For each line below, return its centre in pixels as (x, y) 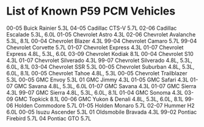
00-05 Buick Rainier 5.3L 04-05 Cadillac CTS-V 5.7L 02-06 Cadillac (92, 28)
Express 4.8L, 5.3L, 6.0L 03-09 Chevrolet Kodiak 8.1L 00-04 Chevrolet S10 (100, 53)
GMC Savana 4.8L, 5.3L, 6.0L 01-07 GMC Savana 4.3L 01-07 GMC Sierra (105, 86)
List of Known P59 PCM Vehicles (91, 11)
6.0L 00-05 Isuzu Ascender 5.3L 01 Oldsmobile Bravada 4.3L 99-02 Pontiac (102, 112)
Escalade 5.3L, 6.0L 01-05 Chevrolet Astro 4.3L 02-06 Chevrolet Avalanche (101, 34)
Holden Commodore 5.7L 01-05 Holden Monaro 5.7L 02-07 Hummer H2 (104, 105)
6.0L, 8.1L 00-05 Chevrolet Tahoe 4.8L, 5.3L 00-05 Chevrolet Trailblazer (97, 73)
